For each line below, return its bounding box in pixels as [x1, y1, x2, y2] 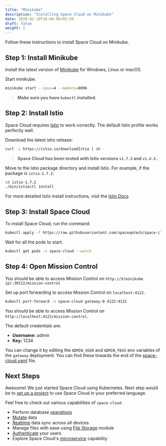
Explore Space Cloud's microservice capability [12, 436, 108, 442]
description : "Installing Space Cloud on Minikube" [5, 12, 114, 17]
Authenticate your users [12, 430, 62, 436]
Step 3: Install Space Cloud [5, 207, 90, 216]
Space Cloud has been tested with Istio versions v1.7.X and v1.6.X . [17, 155, 158, 161]
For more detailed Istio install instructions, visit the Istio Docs [5, 193, 129, 199]
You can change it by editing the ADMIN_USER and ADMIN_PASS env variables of [5, 347, 161, 353]
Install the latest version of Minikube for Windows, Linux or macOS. [5, 66, 142, 72]
